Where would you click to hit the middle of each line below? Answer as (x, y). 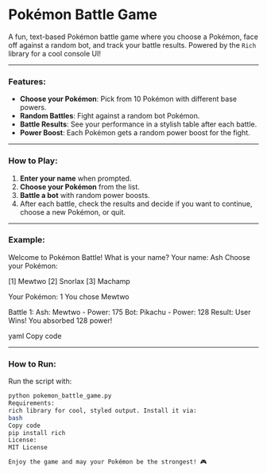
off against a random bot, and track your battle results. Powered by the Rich (132, 45)
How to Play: (33, 161)
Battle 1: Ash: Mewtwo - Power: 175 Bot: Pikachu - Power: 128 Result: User (130, 312)
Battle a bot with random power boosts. (85, 195)
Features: (27, 81)
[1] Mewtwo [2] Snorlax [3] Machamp (70, 281)
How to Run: (33, 363)
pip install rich (37, 433)
